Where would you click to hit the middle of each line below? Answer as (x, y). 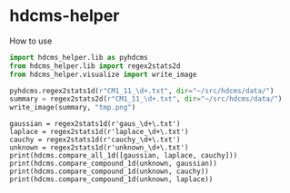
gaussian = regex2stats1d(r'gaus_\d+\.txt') (95, 124)
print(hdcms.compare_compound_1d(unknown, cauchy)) (109, 172)
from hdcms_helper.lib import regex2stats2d (95, 66)
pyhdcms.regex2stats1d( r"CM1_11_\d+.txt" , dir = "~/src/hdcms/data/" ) (142, 91)
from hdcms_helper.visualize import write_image (103, 74)
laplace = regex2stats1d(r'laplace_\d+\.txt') (99, 132)
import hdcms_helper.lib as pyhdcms (79, 57)
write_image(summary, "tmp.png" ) (73, 108)
